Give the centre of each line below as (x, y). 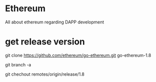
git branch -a (18, 64)
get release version (45, 42)
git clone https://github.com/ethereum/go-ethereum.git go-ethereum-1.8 (78, 55)
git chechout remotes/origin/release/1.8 (45, 74)
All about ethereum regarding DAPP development (55, 22)
